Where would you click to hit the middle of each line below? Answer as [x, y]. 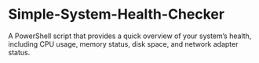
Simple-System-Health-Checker [117, 14]
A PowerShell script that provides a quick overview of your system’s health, [130, 36]
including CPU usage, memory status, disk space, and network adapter [123, 44]
